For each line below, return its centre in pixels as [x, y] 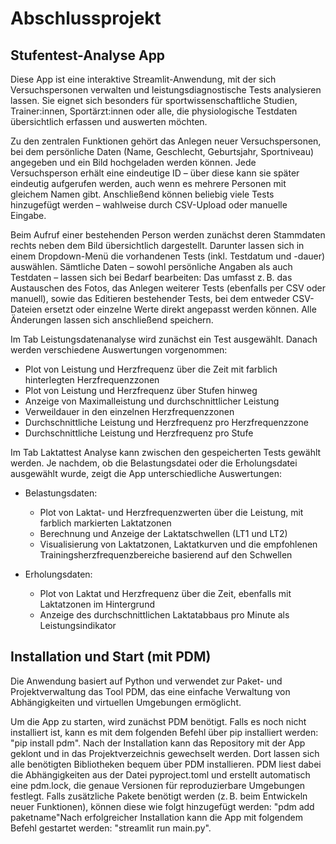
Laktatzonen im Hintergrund [97, 604]
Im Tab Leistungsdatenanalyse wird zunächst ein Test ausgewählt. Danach [164, 339]
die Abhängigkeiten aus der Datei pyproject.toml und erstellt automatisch [160, 774]
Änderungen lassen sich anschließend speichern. [112, 320]
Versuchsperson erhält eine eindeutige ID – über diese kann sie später [155, 173]
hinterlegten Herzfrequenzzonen [92, 380]
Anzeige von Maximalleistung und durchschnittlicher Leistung [152, 401]
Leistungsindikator [78, 625]
